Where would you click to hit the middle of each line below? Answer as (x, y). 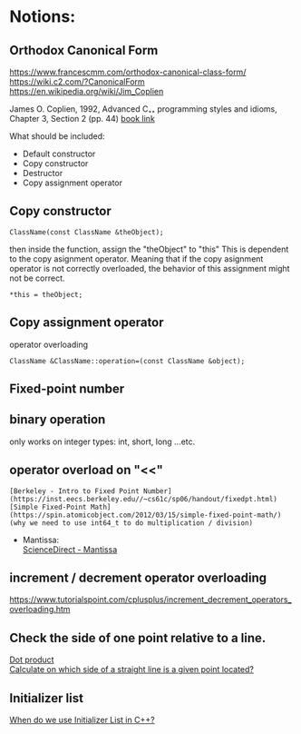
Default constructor (59, 154)
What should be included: (58, 136)
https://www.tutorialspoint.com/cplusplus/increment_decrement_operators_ (150, 600)
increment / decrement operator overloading (138, 578)
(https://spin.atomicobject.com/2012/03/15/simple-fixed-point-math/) (146, 515)
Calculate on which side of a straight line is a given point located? (132, 670)
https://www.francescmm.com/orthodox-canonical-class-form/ (128, 72)
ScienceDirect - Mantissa (70, 549)
